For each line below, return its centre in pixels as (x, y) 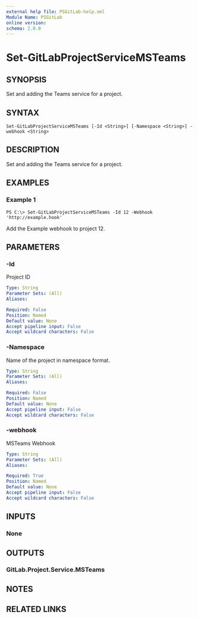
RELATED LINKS (36, 609)
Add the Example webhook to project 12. (56, 228)
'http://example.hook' (34, 217)
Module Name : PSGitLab (34, 17)
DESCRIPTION (33, 150)
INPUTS (21, 516)
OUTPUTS (25, 553)
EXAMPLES (28, 183)
